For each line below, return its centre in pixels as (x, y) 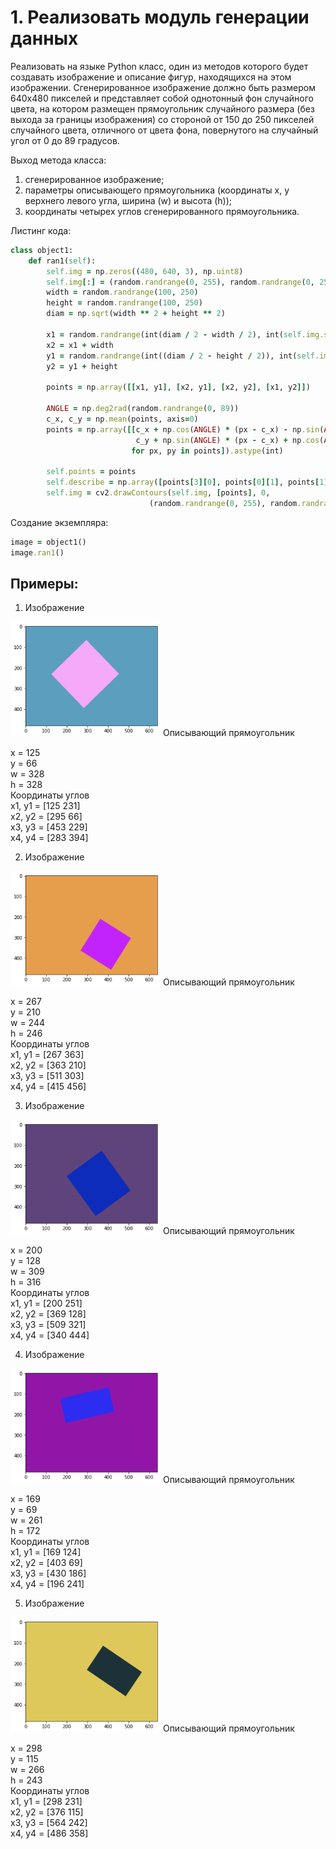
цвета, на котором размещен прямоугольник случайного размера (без (162, 108)
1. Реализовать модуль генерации (160, 17)
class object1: (42, 250)
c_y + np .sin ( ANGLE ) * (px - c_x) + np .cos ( (230, 440)
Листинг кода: (41, 230)
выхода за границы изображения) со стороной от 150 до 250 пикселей (162, 119)
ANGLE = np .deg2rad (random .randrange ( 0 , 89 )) (143, 409)
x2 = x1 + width (80, 345)
